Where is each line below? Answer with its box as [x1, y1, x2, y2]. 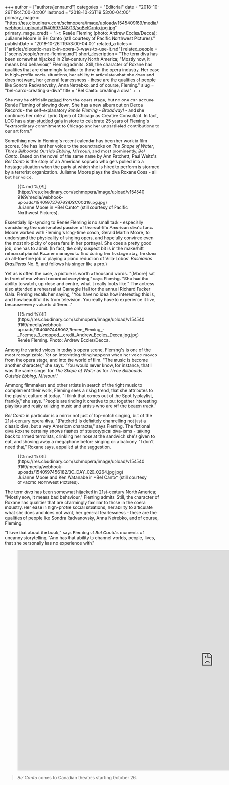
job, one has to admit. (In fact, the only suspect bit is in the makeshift [5, 245, 144, 251]
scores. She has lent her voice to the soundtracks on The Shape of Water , [5, 143, 155, 149]
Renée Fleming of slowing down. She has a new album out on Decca [5, 102, 143, 108]
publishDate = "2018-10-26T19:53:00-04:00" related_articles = [5, 41, 132, 46]
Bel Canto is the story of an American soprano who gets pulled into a [5, 159, 144, 164]
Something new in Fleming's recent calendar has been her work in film [5, 138, 148, 144]
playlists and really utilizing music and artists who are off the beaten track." [5, 403, 157, 409]
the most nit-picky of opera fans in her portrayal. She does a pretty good [5, 240, 152, 246]
